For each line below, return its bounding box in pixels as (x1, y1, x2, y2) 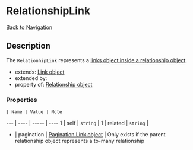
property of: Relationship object (14, 81, 93, 88)
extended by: (14, 74, 48, 81)
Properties (6, 95, 37, 104)
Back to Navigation (6, 24, 52, 31)
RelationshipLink (6, 4, 91, 18)
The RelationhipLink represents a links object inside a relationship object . (6, 56, 187, 63)
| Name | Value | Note (6, 109, 62, 115)
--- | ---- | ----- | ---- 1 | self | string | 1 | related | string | (6, 120, 148, 127)
